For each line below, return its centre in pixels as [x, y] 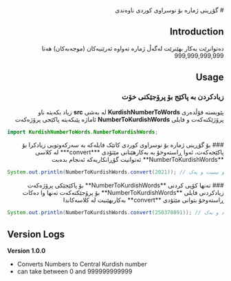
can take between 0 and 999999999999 [75, 271]
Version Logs [36, 234]
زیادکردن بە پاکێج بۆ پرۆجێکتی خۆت [173, 97]
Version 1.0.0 [26, 251]
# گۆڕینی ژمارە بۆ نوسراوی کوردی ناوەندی [169, 10]
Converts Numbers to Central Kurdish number [82, 264]
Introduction [197, 32]
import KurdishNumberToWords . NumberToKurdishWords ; [82, 132]
